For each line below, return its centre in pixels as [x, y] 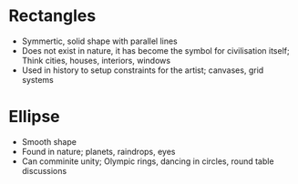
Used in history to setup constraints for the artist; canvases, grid [143, 70]
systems [37, 79]
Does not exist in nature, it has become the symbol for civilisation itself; [155, 50]
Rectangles [52, 16]
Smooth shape [49, 141]
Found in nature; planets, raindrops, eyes [98, 151]
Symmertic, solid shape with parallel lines [100, 41]
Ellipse [34, 117]
